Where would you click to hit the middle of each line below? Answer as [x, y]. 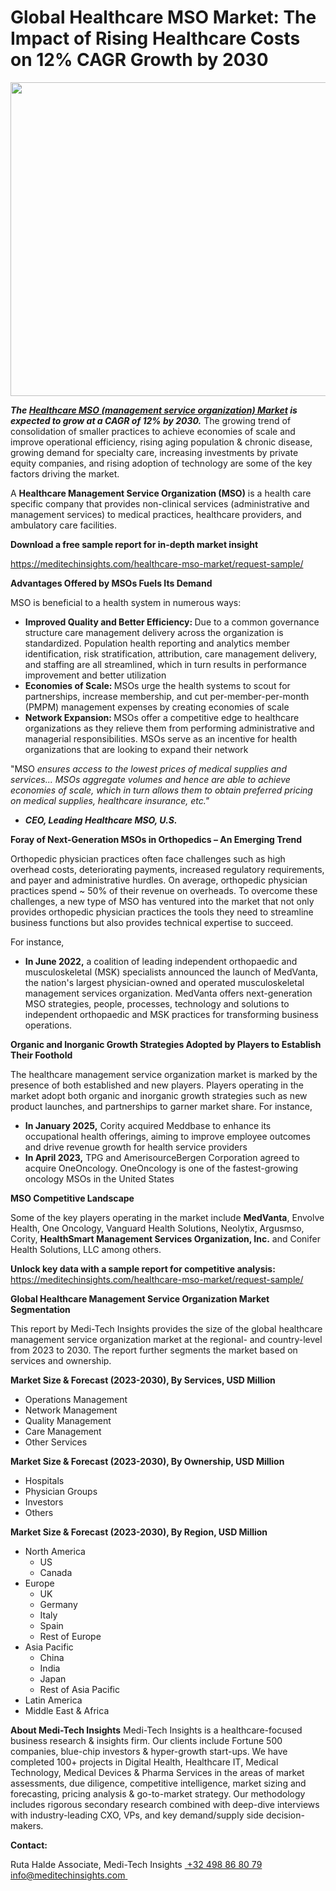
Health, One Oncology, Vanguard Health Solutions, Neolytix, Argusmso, [157, 1228]
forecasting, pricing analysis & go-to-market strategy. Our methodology [158, 1793]
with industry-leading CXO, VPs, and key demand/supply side [137, 1815]
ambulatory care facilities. [64, 525]
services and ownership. [61, 1360]
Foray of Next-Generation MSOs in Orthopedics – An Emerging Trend [156, 839]
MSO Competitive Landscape [72, 1198]
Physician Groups [61, 1491]
